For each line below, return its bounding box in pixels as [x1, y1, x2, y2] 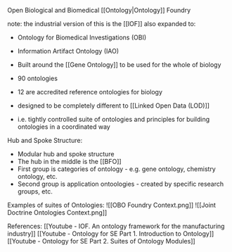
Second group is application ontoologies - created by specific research [17, 179, 224, 188]
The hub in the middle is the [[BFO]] [17, 158, 122, 165]
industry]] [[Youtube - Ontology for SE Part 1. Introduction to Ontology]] [7, 229, 214, 238]
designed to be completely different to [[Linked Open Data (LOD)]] [17, 101, 210, 110]
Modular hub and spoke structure [17, 150, 115, 158]
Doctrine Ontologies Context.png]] [7, 208, 108, 217]
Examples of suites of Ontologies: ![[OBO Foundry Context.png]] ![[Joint [7, 201, 217, 209]
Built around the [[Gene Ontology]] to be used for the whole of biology [17, 61, 221, 69]
